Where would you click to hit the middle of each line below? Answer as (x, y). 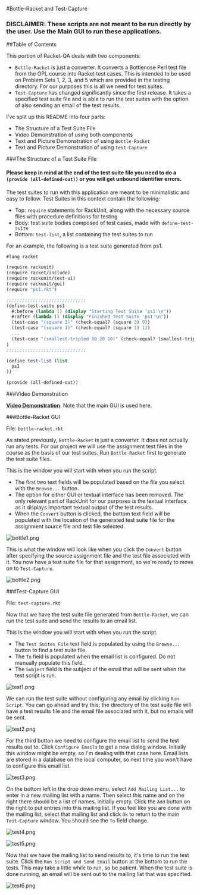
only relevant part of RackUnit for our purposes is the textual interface (101, 501)
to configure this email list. (39, 766)
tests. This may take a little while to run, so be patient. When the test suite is (99, 868)
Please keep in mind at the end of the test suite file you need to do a (91, 173)
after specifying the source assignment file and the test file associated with (98, 556)
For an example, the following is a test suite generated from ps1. (85, 246)
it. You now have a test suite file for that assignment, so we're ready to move (100, 562)
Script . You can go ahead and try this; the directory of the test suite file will (99, 705)
